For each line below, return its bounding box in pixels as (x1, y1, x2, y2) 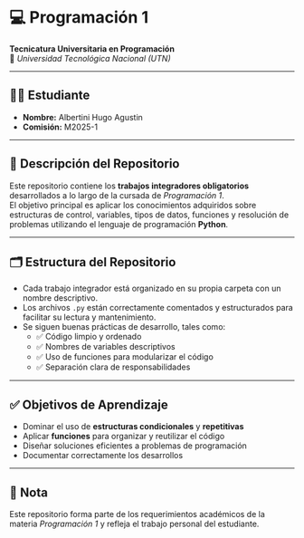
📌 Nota (9, 485, 48, 500)
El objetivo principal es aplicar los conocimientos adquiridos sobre (9, 199, 257, 210)
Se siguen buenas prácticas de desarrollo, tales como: (22, 322, 226, 332)
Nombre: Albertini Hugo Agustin (22, 111, 143, 122)
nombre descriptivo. (22, 293, 98, 303)
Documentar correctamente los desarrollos (22, 450, 184, 461)
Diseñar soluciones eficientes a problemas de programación (22, 440, 247, 451)
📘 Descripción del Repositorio (9, 156, 180, 172)
